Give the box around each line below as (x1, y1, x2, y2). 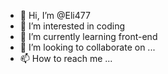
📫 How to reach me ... (19, 53, 113, 64)
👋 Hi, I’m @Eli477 (19, 10, 91, 21)
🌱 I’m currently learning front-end (19, 31, 158, 42)
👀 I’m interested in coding (19, 20, 126, 32)
